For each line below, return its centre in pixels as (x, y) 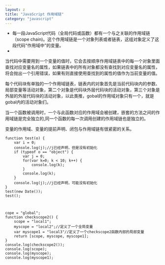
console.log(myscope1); (29, 258)
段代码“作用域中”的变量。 (38, 46)
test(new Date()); (24, 192)
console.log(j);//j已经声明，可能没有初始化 (56, 183)
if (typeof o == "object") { (44, 152)
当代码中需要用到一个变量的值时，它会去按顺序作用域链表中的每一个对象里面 (82, 61)
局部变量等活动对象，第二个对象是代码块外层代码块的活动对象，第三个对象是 (82, 90)
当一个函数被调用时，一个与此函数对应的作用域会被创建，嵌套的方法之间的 (80, 113)
